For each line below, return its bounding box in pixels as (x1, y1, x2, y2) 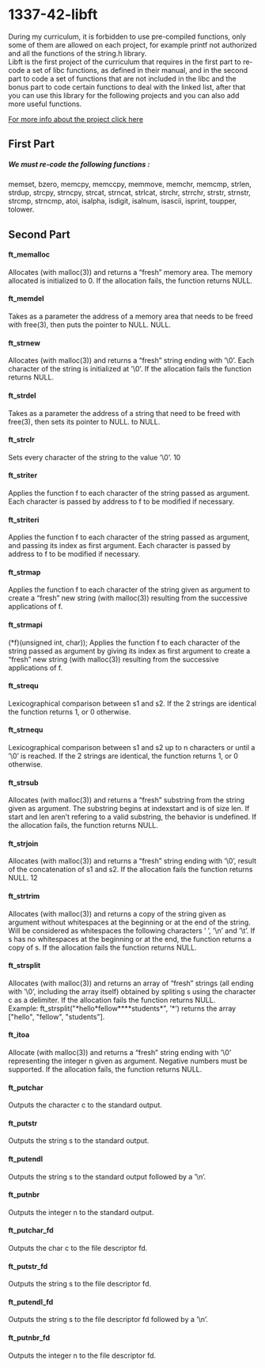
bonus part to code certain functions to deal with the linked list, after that (8, 82, 246, 92)
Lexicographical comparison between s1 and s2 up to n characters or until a (8, 742, 256, 752)
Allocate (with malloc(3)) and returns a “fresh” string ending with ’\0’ (8, 1047, 232, 1057)
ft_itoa (8, 1030, 30, 1039)
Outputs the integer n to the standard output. (8, 1207, 154, 1217)
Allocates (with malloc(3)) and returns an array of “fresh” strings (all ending (8, 978, 255, 988)
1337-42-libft (8, 6, 98, 24)
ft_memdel (8, 294, 45, 303)
